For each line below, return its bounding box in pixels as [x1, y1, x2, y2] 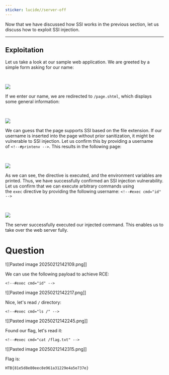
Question [5, 245, 44, 256]
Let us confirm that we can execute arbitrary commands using [5, 183, 134, 189]
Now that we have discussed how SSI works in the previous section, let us [5, 21, 159, 27]
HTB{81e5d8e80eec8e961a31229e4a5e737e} [5, 365, 89, 371]
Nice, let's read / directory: [5, 300, 61, 306]
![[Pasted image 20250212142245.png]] [5, 318, 88, 324]
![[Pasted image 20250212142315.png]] [5, 346, 87, 352]
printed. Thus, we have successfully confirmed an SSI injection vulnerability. [5, 178, 163, 184]
